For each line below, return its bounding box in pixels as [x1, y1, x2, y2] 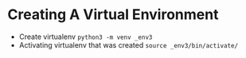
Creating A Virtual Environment [7, 6, 219, 24]
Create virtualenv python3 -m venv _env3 [18, 32, 153, 41]
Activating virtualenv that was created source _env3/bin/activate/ [18, 40, 239, 49]
